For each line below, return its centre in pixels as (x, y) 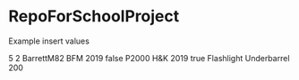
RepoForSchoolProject (94, 16)
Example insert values (49, 41)
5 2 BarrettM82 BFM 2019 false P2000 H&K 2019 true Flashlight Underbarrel (149, 58)
